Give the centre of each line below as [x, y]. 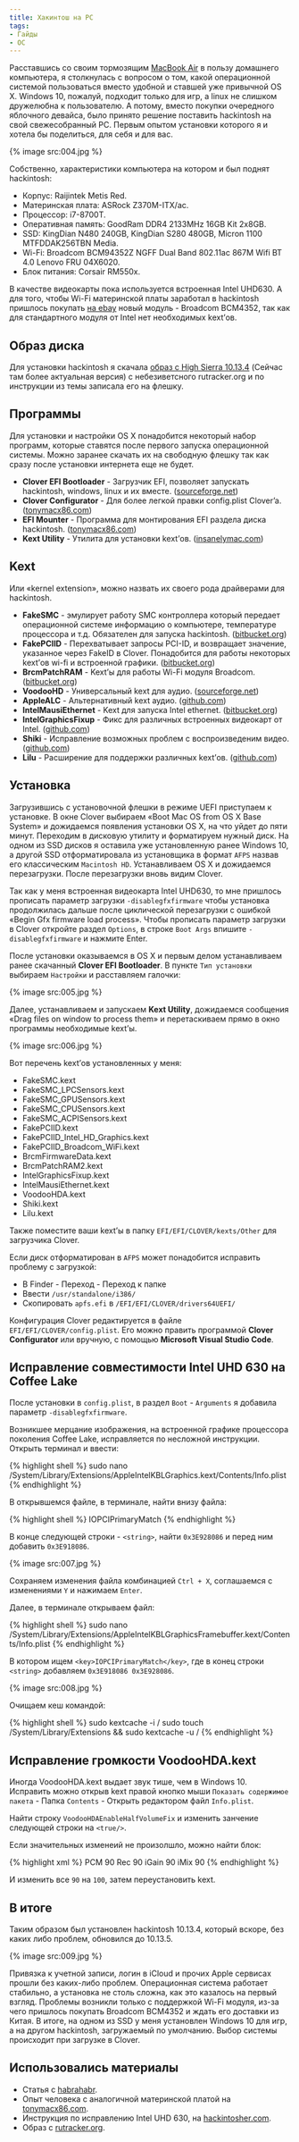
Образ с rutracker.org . [63, 2127]
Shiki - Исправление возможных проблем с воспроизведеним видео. [156, 738]
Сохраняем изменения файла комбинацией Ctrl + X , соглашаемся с [141, 1581]
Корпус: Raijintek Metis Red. [75, 196]
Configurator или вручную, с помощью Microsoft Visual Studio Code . [141, 1339]
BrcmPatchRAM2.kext [62, 1165]
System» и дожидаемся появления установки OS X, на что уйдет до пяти [149, 826]
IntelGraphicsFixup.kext [66, 1175]
